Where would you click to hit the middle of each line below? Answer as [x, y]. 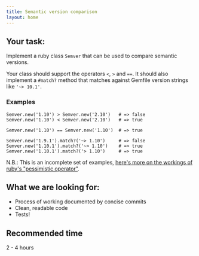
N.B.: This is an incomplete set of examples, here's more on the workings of [99, 162]
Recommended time [45, 233]
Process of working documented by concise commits [80, 202]
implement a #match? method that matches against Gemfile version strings [97, 80]
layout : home [22, 17]
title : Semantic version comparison [52, 12]
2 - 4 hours [20, 248]
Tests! [22, 214]
